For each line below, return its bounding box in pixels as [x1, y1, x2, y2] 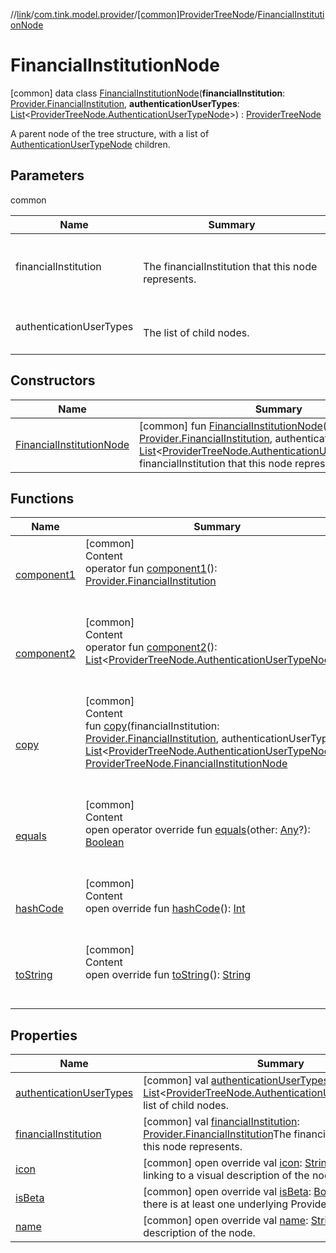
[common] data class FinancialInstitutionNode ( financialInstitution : [10, 87, 286, 99]
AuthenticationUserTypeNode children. [10, 138, 171, 150]
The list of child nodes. [143, 325, 250, 339]
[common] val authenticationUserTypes [143, 1074, 329, 1088]
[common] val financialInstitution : [143, 1115, 300, 1129]
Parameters [10, 167, 85, 184]
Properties [10, 1027, 78, 1044]
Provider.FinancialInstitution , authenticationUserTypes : [10, 97, 240, 109]
